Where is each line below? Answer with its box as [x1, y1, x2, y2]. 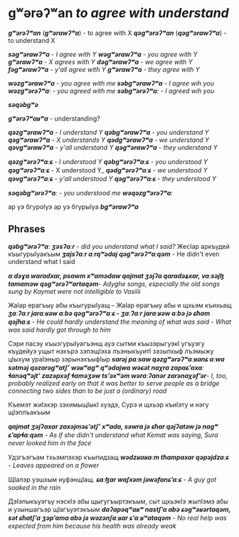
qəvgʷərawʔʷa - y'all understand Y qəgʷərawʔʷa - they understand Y [8, 143, 218, 151]
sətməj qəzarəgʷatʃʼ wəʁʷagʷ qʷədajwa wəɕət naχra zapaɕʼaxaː [8, 363, 205, 372]
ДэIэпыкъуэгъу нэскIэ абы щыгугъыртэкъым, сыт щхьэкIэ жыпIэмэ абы [8, 497, 228, 506]
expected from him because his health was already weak [8, 521, 176, 530]
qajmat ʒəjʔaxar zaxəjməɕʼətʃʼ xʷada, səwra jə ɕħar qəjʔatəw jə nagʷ [8, 422, 218, 431]
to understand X [8, 36, 55, 44]
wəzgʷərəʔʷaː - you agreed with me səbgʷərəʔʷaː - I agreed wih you [8, 86, 215, 95]
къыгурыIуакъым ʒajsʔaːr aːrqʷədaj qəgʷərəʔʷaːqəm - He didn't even [8, 250, 220, 258]
